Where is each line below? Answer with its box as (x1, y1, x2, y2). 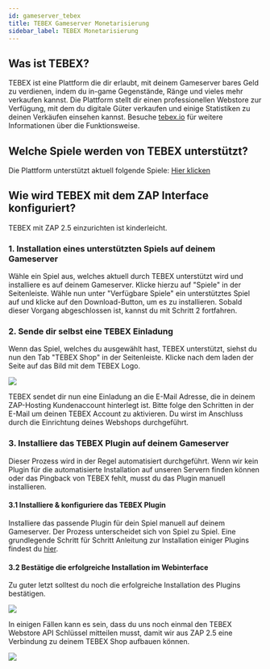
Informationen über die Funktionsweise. (8, 121, 140, 131)
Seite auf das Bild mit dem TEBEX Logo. (8, 361, 141, 371)
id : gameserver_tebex (8, 11, 81, 20)
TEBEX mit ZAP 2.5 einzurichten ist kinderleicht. (8, 222, 168, 232)
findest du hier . (8, 543, 59, 553)
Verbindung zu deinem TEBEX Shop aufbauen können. (8, 637, 190, 646)
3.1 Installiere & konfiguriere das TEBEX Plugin (8, 501, 167, 510)
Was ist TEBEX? (8, 56, 90, 70)
